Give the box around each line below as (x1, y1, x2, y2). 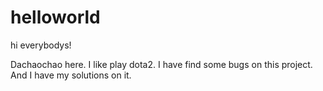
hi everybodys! (10, 39, 72, 51)
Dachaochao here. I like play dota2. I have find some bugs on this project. (10, 58, 313, 70)
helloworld (10, 6, 101, 29)
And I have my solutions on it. (10, 69, 132, 81)
